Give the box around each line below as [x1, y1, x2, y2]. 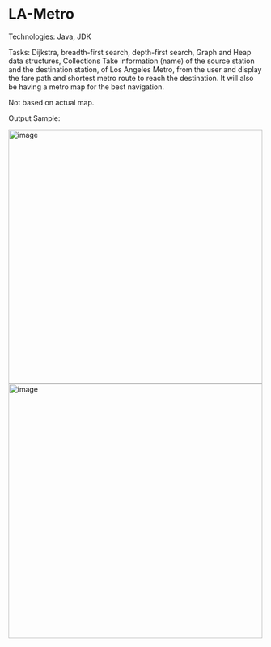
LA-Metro [8, 5, 74, 24]
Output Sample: [8, 113, 61, 122]
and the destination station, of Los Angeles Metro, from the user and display [8, 64, 262, 74]
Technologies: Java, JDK [8, 32, 91, 41]
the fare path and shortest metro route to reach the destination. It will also [8, 73, 254, 83]
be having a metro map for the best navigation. [8, 82, 164, 92]
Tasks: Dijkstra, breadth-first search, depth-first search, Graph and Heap [8, 47, 252, 57]
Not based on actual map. [8, 97, 95, 107]
